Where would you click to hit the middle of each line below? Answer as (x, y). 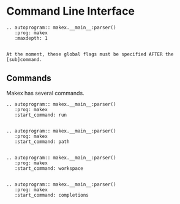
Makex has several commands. (45, 93)
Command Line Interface (71, 11)
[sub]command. (24, 59)
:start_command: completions (51, 195)
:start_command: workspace (49, 168)
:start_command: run (41, 115)
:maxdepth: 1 (31, 38)
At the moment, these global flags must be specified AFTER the (90, 54)
